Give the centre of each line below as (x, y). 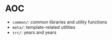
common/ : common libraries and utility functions (60, 22)
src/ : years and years (34, 32)
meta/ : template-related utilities (44, 27)
